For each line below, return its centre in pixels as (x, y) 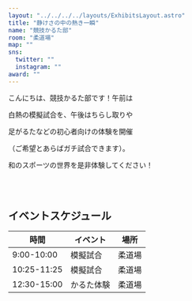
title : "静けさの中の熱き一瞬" (54, 23)
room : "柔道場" (31, 38)
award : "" (24, 74)
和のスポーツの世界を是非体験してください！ (81, 165)
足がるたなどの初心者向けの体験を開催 (70, 131)
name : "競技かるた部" (40, 30)
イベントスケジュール (60, 216)
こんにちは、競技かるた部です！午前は (70, 98)
